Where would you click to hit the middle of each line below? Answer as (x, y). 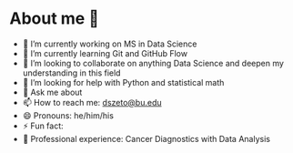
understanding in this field (71, 73)
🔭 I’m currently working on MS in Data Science (110, 44)
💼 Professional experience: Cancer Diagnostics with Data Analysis (146, 138)
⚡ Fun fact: (43, 126)
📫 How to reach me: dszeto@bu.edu (92, 102)
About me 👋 (55, 19)
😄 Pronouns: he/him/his (68, 115)
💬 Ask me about (52, 92)
